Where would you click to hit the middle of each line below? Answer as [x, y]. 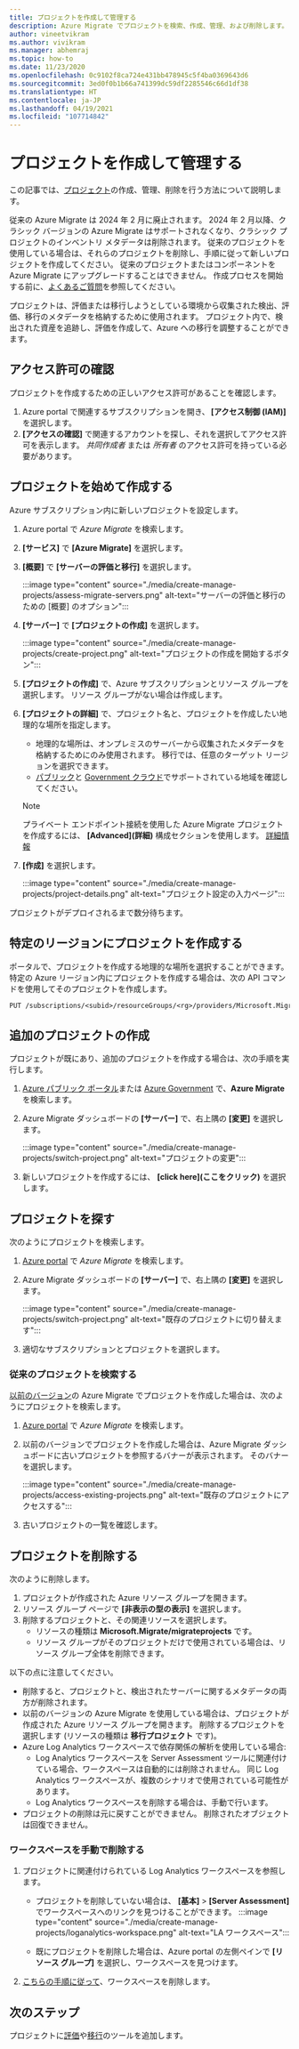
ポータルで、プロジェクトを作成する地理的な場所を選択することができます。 [149, 966]
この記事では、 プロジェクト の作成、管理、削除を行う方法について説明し [141, 190]
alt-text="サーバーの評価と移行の [226, 595]
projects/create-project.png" [75, 653]
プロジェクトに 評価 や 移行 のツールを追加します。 [99, 2036]
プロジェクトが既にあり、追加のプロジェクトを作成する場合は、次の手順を [145, 1059]
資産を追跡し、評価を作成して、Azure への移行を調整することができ [165, 328]
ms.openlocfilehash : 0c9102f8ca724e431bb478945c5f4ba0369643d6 [129, 76]
